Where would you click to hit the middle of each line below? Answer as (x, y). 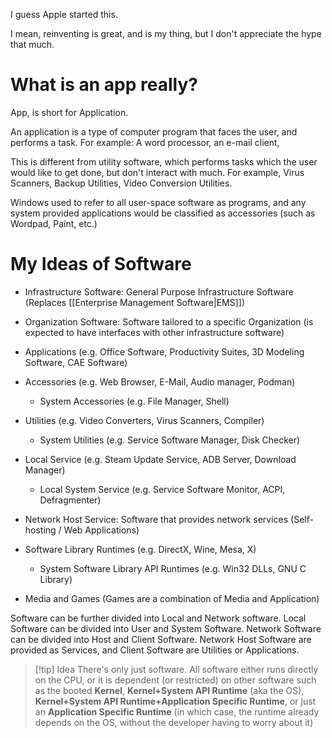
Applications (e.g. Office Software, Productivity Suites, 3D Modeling (164, 351)
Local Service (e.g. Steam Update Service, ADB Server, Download (160, 459)
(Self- (302, 519)
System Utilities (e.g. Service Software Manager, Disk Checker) (170, 440)
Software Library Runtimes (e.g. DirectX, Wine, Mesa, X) (140, 549)
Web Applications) (101, 530)
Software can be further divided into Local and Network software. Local (158, 618)
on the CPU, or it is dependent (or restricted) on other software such (175, 680)
